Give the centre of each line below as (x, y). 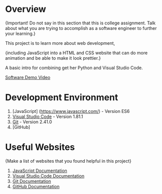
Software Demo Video (28, 77)
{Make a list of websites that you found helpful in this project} (68, 161)
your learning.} (20, 33)
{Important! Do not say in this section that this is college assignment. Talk (81, 23)
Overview (26, 9)
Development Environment (62, 97)
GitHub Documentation (36, 186)
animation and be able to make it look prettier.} (53, 58)
